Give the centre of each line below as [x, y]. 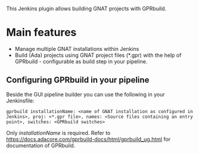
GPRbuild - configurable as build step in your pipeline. [81, 61]
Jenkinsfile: [20, 101]
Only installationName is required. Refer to [58, 133]
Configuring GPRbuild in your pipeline [78, 80]
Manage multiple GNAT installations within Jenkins [77, 49]
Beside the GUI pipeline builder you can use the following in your [85, 94]
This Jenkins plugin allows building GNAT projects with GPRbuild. [86, 9]
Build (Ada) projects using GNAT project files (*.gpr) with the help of [98, 55]
